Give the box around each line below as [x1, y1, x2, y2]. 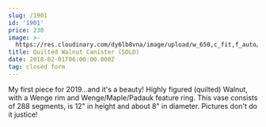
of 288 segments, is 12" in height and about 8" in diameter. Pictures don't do [8, 101, 258, 110]
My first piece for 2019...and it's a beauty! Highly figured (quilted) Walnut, [8, 84, 248, 94]
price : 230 [8, 26, 44, 34]
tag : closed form [8, 63, 66, 71]
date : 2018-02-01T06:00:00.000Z [8, 56, 115, 64]
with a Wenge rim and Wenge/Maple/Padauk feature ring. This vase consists [8, 92, 258, 103]
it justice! [8, 110, 38, 119]
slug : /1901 [8, 11, 47, 20]
